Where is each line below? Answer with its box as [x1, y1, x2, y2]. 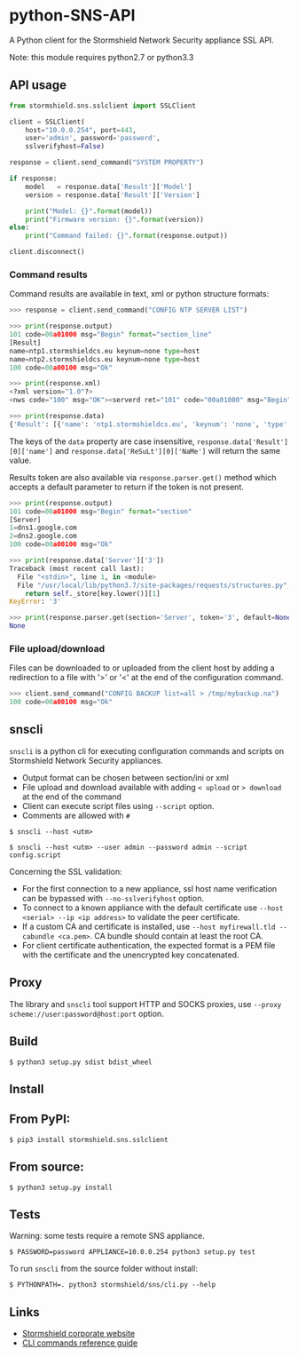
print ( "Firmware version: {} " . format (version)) [25, 215, 204, 224]
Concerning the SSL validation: [9, 866, 122, 877]
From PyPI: [9, 1112, 71, 1127]
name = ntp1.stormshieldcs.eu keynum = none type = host [9, 346, 200, 355]
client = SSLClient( [9, 117, 86, 126]
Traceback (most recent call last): [9, 564, 145, 573]
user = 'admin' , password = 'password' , [25, 134, 161, 143]
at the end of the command [21, 791, 122, 802]
